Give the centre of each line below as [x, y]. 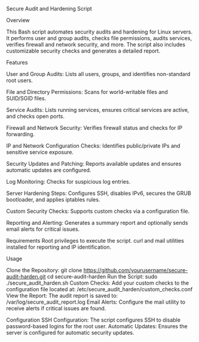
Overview [18, 20]
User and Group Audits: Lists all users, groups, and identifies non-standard [98, 74]
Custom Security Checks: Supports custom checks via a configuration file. [98, 211]
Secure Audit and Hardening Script [49, 9]
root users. [19, 80]
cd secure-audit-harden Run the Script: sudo [102, 277]
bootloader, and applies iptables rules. [53, 199]
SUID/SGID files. [26, 98]
